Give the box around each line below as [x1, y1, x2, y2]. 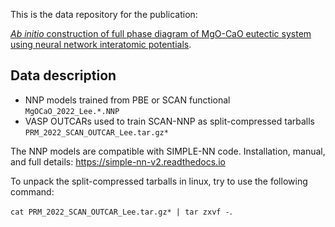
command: [10, 185, 55, 198]
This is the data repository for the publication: [10, 9, 198, 20]
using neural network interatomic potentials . [10, 39, 192, 50]
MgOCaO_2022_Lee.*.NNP [24, 106, 120, 116]
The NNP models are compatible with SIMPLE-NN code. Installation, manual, [10, 145, 326, 157]
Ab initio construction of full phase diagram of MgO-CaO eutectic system [10, 28, 312, 39]
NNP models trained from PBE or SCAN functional [24, 94, 231, 106]
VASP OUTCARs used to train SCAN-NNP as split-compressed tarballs [24, 115, 315, 127]
